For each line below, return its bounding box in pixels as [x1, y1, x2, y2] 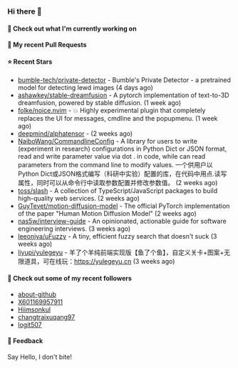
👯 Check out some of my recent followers [7, 274, 132, 282]
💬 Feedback [7, 337, 43, 345]
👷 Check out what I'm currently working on [7, 24, 137, 33]
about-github [17, 289, 57, 299]
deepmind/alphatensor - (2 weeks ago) [17, 129, 133, 138]
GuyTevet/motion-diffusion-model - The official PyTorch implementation [17, 202, 230, 210]
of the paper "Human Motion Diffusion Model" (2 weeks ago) [17, 209, 197, 218]
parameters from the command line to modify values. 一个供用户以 [17, 161, 213, 169]
